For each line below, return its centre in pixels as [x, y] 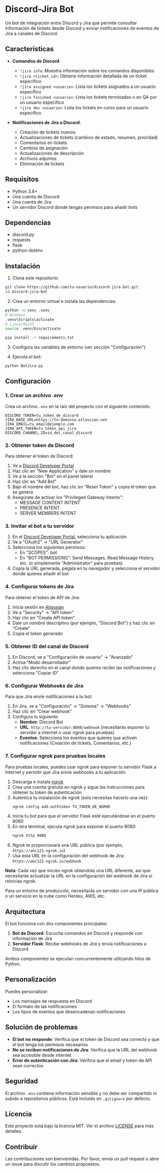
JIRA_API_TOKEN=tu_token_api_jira [41, 428]
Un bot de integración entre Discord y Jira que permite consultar [71, 23]
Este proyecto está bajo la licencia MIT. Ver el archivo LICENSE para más [80, 1126]
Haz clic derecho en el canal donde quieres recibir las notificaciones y [84, 667]
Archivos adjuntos [38, 158]
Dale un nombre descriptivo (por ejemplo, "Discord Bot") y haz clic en [83, 623]
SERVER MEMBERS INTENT [48, 513]
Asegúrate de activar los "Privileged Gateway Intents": [68, 497]
